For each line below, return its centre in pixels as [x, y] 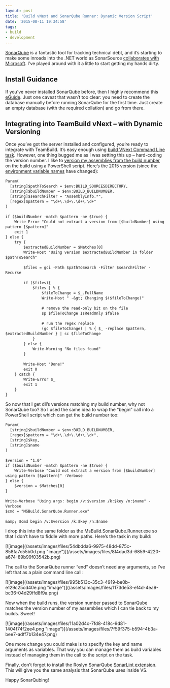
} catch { [25, 374]
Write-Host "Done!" [44, 364]
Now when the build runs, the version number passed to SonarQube [76, 603]
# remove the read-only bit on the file [85, 308]
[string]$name [25, 445]
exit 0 [30, 369]
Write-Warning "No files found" [66, 349]
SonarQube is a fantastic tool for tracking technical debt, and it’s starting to [84, 53]
